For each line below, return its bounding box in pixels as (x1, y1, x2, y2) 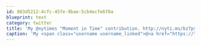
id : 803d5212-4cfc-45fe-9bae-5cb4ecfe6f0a (6, 8, 114, 15)
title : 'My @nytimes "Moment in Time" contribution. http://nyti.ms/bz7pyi (6, 25, 199, 32)
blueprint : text (6, 14, 47, 20)
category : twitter (6, 20, 52, 26)
